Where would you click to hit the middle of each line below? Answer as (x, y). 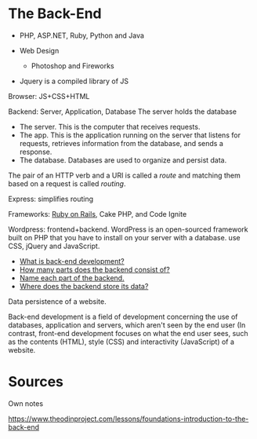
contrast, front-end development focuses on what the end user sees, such (128, 333)
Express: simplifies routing (51, 199)
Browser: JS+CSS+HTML (49, 96)
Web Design (39, 50)
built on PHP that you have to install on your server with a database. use (124, 237)
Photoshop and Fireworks (73, 66)
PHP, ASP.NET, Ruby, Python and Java (82, 35)
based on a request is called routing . (67, 183)
